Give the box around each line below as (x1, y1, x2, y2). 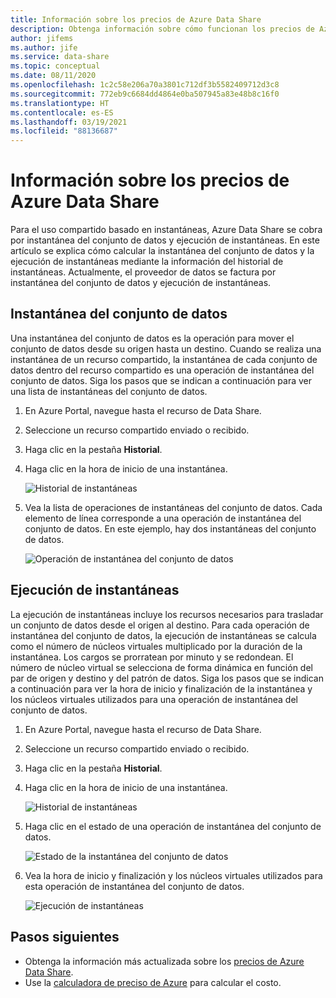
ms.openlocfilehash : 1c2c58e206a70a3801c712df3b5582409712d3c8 (10, 80, 280, 90)
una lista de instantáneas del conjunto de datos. (10, 385, 208, 397)
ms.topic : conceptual (10, 61, 101, 71)
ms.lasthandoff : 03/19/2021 (10, 117, 128, 127)
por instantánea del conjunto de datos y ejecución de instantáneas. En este (10, 234, 320, 246)
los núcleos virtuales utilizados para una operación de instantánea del (10, 693, 298, 705)
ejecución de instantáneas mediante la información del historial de (10, 256, 284, 268)
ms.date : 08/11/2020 (10, 71, 97, 81)
